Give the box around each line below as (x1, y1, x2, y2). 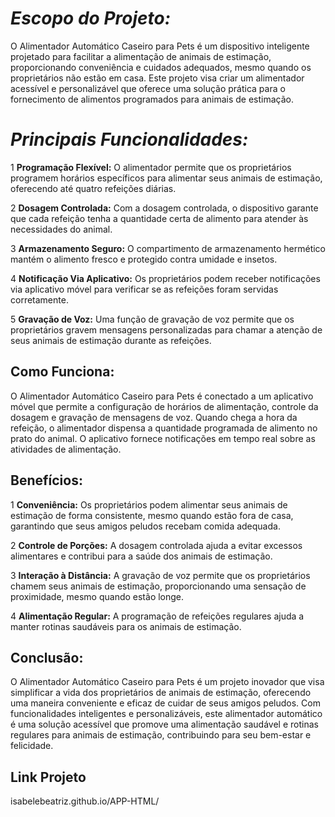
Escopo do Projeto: (10, 7, 172, 30)
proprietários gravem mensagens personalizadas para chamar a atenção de (10, 323, 323, 336)
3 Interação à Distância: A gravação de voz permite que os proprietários (10, 569, 311, 581)
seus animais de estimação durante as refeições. (10, 334, 212, 346)
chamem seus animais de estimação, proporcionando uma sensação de (10, 580, 307, 592)
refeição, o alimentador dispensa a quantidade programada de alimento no (10, 422, 318, 434)
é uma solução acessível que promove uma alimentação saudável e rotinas (10, 718, 319, 731)
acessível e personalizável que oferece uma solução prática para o (10, 82, 286, 94)
